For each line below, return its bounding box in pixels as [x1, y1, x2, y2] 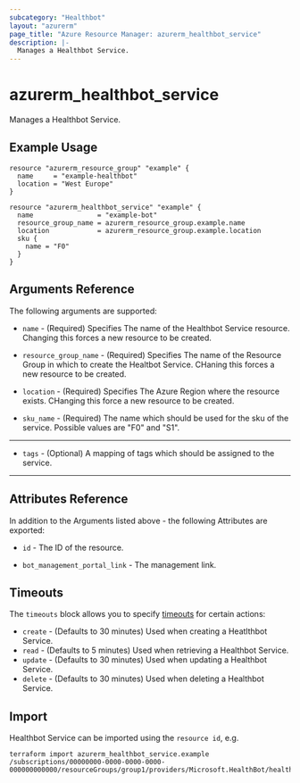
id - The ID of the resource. [21, 542, 124, 553]
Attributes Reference [9, 492, 129, 507]
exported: [9, 524, 46, 536]
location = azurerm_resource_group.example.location [17, 226, 262, 235]
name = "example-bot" [17, 211, 158, 220]
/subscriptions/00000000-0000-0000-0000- [9, 758, 166, 767]
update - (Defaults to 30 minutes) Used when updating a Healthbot [21, 654, 268, 665]
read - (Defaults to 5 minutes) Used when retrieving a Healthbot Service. [21, 645, 289, 656]
